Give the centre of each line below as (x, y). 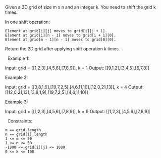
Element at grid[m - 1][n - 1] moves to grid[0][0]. (61, 39)
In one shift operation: (27, 22)
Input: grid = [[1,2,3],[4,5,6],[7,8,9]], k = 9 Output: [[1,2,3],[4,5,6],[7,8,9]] (78, 111)
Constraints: (20, 121)
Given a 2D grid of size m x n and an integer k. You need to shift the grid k (80, 7)
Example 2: (17, 78)
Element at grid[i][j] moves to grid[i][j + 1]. (56, 31)
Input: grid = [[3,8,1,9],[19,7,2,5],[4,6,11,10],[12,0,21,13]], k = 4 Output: (74, 87)
